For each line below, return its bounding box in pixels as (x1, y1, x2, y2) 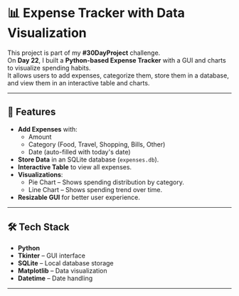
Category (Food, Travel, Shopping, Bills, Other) (28, 139, 166, 149)
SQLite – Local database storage (17, 258, 114, 267)
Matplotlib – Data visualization (17, 266, 107, 275)
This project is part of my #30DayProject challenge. (7, 48, 161, 57)
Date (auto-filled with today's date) (28, 147, 131, 156)
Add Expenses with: (17, 125, 78, 133)
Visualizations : (17, 170, 63, 179)
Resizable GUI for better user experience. (17, 193, 141, 201)
